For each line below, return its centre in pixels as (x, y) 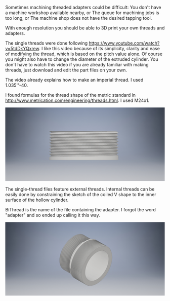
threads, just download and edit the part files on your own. (66, 70)
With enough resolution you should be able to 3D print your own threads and (85, 28)
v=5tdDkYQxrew (22, 48)
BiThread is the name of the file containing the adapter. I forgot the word (80, 209)
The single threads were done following (47, 43)
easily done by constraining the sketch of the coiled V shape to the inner (81, 194)
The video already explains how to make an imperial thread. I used (74, 80)
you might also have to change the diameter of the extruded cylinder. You (82, 59)
